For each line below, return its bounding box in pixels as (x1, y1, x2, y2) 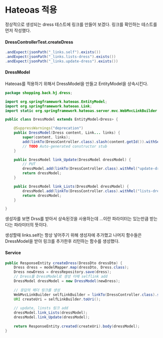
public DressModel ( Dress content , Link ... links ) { (14, 130, 120, 135)
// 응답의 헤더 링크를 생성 (14, 287, 60, 292)
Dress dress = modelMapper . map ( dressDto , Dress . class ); (14, 265, 130, 270)
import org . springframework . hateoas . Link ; (5, 104, 92, 108)
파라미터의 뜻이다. (14, 222, 48, 228)
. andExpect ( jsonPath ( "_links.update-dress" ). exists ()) (5, 59, 118, 64)
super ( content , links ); (22, 135, 70, 140)
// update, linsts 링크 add (14, 306, 69, 311)
